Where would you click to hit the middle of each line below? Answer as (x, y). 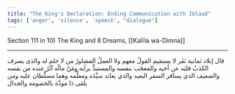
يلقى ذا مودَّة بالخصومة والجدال (47, 83)
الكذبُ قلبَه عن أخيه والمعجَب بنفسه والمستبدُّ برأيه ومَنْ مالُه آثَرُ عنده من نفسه (108, 68)
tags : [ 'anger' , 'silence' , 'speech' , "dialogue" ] (83, 20)
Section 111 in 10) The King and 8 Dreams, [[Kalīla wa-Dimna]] (96, 40)
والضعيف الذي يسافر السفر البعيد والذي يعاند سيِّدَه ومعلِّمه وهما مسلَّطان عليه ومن (114, 75)
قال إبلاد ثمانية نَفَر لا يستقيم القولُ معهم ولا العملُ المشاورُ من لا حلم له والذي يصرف (116, 60)
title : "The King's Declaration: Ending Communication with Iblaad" (109, 14)
